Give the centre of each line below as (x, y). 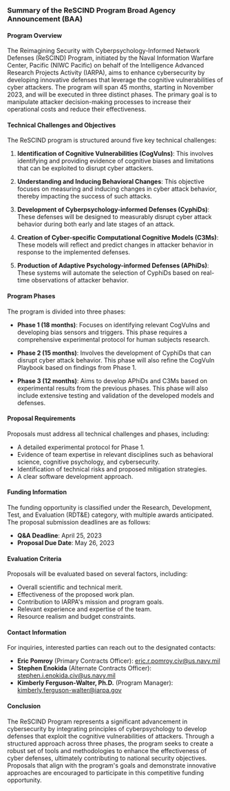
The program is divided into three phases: (66, 311)
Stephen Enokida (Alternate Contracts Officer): (84, 668)
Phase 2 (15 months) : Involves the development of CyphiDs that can (114, 353)
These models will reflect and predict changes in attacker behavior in (115, 245)
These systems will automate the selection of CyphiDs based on (108, 273)
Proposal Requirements (41, 418)
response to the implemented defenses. (74, 252)
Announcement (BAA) (45, 19)
